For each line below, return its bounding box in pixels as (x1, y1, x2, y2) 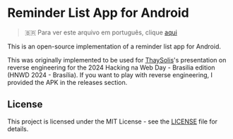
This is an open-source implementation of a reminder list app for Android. (7, 42, 221, 51)
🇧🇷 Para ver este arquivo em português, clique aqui (24, 28, 178, 37)
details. (7, 124, 29, 133)
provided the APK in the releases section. (7, 78, 128, 86)
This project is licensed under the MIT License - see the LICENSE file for (7, 117, 217, 126)
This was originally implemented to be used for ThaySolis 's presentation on (7, 55, 227, 64)
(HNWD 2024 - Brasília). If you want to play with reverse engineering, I (7, 70, 213, 79)
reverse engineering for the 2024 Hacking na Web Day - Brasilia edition (7, 63, 215, 72)
